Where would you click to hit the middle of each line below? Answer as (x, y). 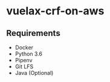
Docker (24, 47)
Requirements (33, 33)
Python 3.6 (28, 54)
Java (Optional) (34, 73)
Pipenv (24, 60)
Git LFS (24, 66)
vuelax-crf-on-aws (55, 11)
